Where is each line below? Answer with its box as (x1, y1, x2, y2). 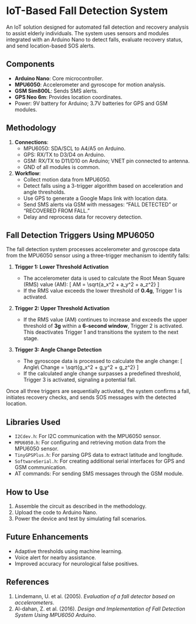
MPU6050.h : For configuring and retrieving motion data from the (14, 439, 166, 446)
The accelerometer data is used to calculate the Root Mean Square (23, 274, 185, 282)
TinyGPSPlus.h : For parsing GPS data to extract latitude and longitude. (14, 452, 184, 459)
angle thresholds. (23, 188, 66, 195)
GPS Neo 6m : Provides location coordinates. (14, 93, 123, 100)
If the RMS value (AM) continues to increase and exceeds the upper (23, 316, 188, 323)
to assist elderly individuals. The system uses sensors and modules (6, 29, 169, 36)
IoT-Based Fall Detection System (6, 4, 168, 18)
